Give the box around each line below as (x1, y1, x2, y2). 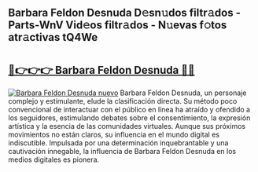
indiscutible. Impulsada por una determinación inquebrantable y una (8, 138, 229, 148)
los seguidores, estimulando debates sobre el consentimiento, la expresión (8, 113, 251, 123)
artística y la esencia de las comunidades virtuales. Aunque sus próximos (8, 122, 246, 130)
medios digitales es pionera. (8, 155, 100, 164)
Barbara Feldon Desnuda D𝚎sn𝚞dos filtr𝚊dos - (8, 6, 241, 20)
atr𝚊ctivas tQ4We (8, 31, 98, 44)
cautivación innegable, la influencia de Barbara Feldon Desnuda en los (8, 147, 237, 156)
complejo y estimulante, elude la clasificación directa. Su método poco (8, 97, 238, 105)
